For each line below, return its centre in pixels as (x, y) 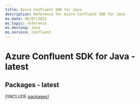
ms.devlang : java (23, 28)
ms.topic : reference (26, 23)
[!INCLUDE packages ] (27, 96)
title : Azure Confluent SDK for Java (43, 10)
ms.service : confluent (28, 32)
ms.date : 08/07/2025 (26, 19)
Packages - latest (32, 85)
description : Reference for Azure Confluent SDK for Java (65, 14)
